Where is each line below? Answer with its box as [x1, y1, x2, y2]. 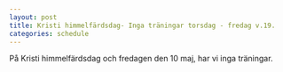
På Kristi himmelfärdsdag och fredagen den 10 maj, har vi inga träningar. [9, 54, 273, 64]
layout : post [9, 12, 58, 22]
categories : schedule [9, 29, 90, 38]
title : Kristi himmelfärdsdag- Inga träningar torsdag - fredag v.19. [9, 21, 276, 30]
